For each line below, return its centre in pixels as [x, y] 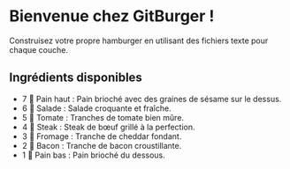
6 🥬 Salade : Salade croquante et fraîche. [96, 108]
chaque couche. [39, 49]
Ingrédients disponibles [76, 78]
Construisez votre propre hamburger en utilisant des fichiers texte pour [139, 40]
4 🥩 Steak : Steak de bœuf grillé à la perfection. [109, 127]
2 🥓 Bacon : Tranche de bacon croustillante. [102, 145]
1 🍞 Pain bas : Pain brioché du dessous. [93, 155]
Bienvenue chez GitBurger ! [112, 16]
